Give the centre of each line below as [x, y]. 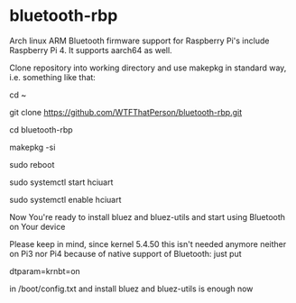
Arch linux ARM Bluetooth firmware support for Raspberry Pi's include [139, 41]
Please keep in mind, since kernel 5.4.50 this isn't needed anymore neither [148, 243]
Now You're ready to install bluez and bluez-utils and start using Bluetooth [148, 216]
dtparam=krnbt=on [45, 271]
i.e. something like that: [53, 77]
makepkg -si [32, 147]
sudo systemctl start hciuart [61, 182]
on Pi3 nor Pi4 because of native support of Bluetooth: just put [125, 253]
